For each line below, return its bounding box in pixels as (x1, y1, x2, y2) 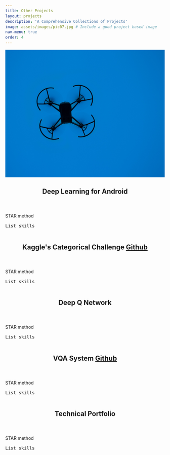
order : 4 (5, 35, 24, 40)
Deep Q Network (58, 298, 112, 307)
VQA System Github (53, 354, 117, 362)
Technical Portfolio (55, 409, 115, 418)
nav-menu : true (5, 29, 37, 35)
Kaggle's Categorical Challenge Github (22, 243, 148, 251)
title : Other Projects (5, 8, 53, 13)
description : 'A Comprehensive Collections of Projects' (5, 19, 128, 24)
